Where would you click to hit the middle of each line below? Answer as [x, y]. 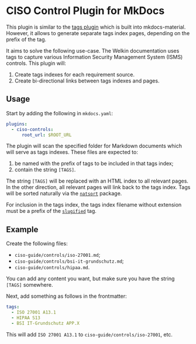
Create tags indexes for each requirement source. [74, 74]
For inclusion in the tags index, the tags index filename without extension [94, 205]
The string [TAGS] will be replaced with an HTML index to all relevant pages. [97, 181]
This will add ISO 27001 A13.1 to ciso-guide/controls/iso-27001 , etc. [89, 334]
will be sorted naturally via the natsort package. [64, 194]
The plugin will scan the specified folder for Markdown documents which [94, 146]
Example [22, 229]
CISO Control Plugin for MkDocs [85, 11]
